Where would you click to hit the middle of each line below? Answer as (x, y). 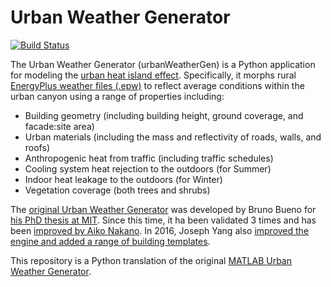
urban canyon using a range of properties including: (117, 96)
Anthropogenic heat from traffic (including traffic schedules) (149, 158)
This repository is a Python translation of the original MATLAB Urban (151, 260)
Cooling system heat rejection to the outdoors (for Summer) (148, 168)
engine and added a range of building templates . (110, 241)
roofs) (37, 147)
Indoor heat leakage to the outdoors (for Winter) (123, 179)
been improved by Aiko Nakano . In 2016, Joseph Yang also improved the (160, 230)
